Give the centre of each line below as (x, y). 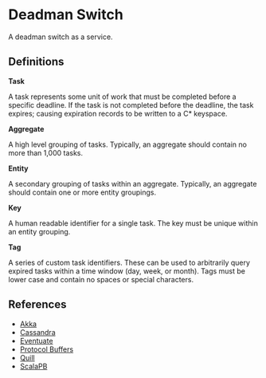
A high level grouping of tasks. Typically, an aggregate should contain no (127, 144)
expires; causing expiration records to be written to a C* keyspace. (118, 113)
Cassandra (37, 332)
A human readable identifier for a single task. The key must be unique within (133, 223)
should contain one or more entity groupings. (82, 192)
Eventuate (36, 341)
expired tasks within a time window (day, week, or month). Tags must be (127, 271)
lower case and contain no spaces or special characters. (101, 279)
